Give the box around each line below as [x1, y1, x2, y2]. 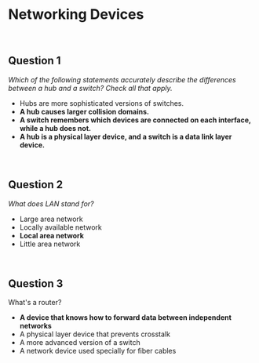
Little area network [19, 239, 81, 249]
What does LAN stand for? [8, 198, 94, 209]
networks [19, 321, 53, 331]
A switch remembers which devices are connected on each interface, [19, 115, 251, 125]
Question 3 [8, 277, 64, 290]
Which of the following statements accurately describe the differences [8, 74, 237, 84]
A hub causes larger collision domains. [19, 107, 149, 116]
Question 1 [8, 54, 61, 67]
